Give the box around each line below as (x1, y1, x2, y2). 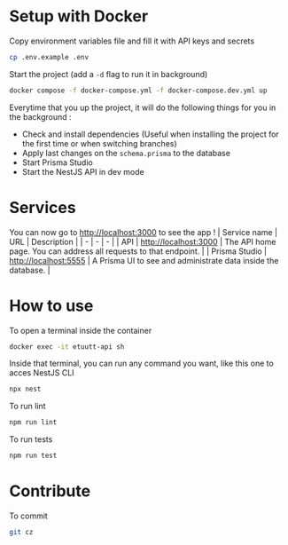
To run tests (9, 434, 53, 445)
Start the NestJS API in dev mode (21, 166, 144, 177)
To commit (9, 510, 49, 521)
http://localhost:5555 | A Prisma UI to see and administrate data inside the (9, 255, 279, 265)
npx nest (9, 384, 42, 394)
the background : (9, 111, 73, 122)
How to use (9, 296, 94, 316)
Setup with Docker (9, 6, 149, 27)
